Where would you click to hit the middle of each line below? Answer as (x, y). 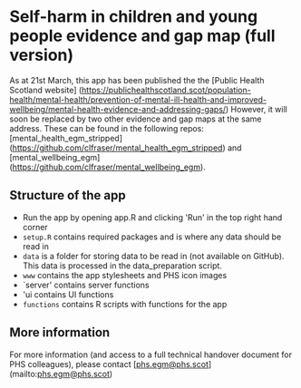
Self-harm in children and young (134, 17)
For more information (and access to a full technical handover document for (151, 354)
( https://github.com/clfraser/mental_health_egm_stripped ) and (126, 148)
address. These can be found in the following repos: (107, 128)
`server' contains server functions (86, 285)
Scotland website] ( (46, 90)
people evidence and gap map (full (142, 36)
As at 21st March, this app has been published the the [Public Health (137, 80)
